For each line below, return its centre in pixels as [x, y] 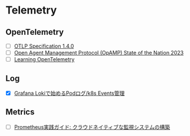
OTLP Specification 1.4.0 [44, 46]
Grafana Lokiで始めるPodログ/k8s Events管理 [69, 93]
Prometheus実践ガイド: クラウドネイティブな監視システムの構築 [92, 127]
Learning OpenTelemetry [44, 59]
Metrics [20, 112]
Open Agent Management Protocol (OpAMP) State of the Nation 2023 [99, 53]
